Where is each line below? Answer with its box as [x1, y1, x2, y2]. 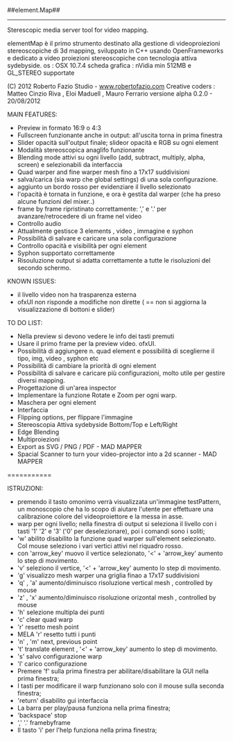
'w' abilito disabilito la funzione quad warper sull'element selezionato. [17, 534, 216, 543]
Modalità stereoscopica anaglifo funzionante [17, 146, 145, 154]
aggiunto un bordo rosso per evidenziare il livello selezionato [17, 183, 191, 191]
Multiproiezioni [17, 435, 60, 443]
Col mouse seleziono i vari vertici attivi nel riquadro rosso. [17, 542, 183, 550]
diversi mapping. [17, 376, 66, 384]
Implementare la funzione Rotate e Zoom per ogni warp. [17, 391, 178, 399]
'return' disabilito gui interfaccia [17, 697, 109, 704]
